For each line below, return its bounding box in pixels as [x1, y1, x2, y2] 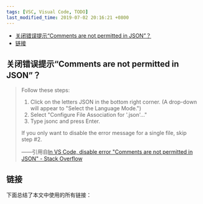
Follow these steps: [21, 87, 70, 94]
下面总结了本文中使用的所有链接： [6, 191, 92, 199]
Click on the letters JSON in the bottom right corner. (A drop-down [30, 98, 198, 106]
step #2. [21, 136, 43, 143]
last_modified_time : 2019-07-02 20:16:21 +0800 [6, 15, 129, 21]
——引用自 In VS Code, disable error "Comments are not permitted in [21, 148, 193, 156]
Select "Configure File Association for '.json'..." [30, 111, 148, 119]
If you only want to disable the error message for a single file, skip [21, 130, 187, 137]
